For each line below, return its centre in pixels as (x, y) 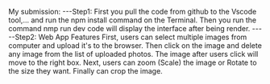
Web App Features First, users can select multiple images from (143, 37)
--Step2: (23, 37)
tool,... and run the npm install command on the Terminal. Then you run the (132, 20)
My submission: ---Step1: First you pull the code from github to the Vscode (133, 12)
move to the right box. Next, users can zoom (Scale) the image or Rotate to (133, 62)
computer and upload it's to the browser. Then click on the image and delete (135, 46)
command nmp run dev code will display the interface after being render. (129, 28)
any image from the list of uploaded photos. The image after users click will (133, 54)
